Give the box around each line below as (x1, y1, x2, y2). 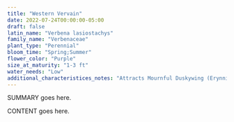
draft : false (7, 23, 45, 30)
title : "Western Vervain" (7, 10, 82, 17)
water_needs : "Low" (7, 68, 64, 75)
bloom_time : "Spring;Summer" (7, 49, 92, 56)
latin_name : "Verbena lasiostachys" (7, 29, 114, 37)
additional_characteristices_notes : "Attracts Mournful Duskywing (7, 74, 204, 82)
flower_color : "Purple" (7, 55, 77, 62)
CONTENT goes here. (7, 107, 70, 115)
